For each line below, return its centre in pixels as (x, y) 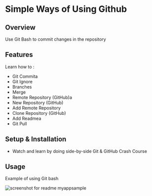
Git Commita (25, 76)
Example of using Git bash (32, 179)
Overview (20, 27)
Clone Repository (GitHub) (39, 113)
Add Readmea (27, 118)
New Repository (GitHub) (38, 102)
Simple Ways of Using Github (66, 9)
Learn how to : (20, 67)
